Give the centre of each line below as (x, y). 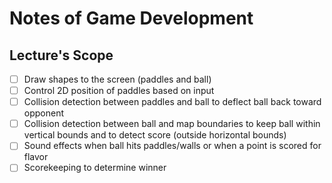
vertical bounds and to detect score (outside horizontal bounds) (155, 135)
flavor (36, 157)
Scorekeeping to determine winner (95, 168)
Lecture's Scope (61, 55)
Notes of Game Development (131, 18)
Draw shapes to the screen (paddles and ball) (117, 79)
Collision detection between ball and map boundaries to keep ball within (172, 124)
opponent (44, 113)
